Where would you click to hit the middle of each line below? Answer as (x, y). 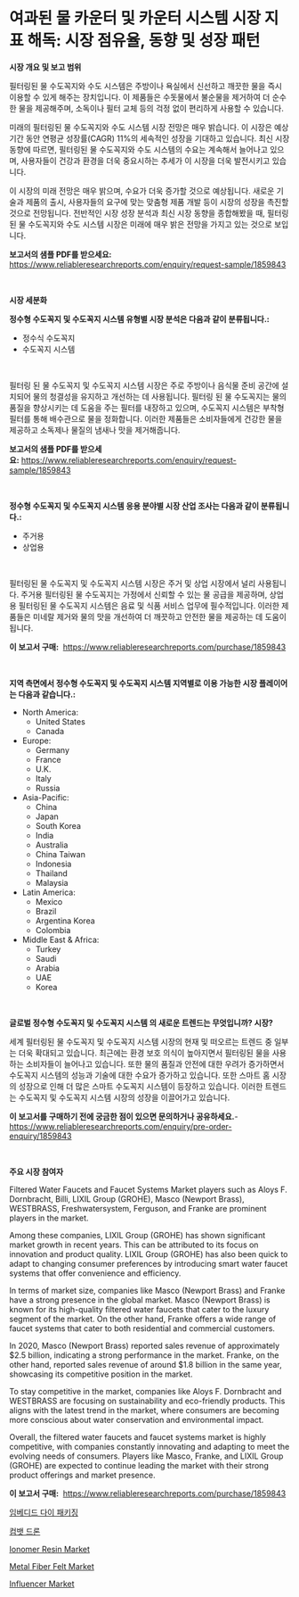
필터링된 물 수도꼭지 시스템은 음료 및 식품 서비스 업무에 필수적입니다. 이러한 (149, 605)
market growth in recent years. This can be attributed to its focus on (134, 1245)
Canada (50, 731)
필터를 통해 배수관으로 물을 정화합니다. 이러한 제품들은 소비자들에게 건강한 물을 (146, 418)
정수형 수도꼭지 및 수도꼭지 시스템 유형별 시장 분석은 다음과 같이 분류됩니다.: (139, 319)
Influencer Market (42, 1584)
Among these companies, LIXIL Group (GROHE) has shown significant (137, 1235)
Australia (52, 845)
